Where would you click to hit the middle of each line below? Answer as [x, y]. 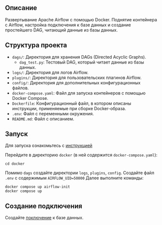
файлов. [20, 88]
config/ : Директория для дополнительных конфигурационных [76, 82]
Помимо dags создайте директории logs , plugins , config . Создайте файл [80, 173]
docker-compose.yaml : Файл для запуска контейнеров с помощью [79, 93]
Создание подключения [44, 206]
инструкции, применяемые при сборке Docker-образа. [69, 108]
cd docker [15, 164]
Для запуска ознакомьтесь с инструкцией [49, 145]
